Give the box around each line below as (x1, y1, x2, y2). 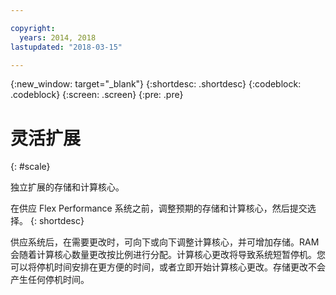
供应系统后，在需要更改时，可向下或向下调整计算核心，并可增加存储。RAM (10, 236, 320, 248)
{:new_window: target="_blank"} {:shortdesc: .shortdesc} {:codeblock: (10, 78, 302, 90)
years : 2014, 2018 (19, 32, 97, 43)
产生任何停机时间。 (10, 274, 90, 286)
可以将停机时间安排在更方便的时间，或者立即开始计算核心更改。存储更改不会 (10, 261, 326, 273)
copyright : (10, 23, 56, 33)
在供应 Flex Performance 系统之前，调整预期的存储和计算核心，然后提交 (10, 202, 308, 215)
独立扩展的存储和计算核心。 (10, 181, 125, 193)
